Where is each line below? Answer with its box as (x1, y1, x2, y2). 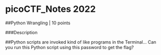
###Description (5, 29, 38, 35)
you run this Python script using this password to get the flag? (5, 44, 134, 50)
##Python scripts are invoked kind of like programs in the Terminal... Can (5, 39, 156, 45)
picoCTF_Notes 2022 (5, 3, 96, 15)
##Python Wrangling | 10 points (5, 20, 70, 26)
